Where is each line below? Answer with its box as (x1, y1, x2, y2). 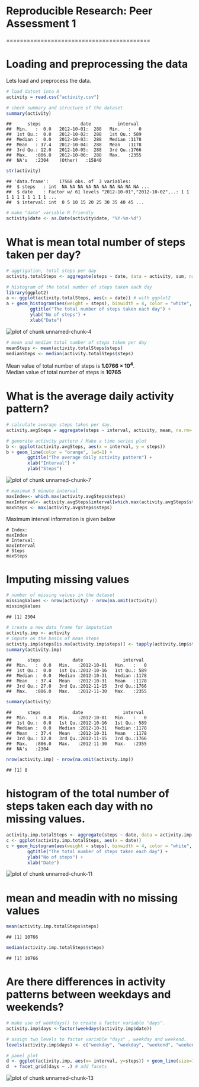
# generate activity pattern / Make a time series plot (6, 438, 147, 444)
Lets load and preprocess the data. (6, 77, 92, 84)
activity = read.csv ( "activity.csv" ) (6, 94, 99, 100)
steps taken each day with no (6, 800, 153, 813)
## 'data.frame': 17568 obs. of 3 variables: (6, 178, 131, 185)
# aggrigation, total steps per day (6, 268, 97, 274)
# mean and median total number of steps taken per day (6, 339, 147, 346)
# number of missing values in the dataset (6, 592, 115, 599)
